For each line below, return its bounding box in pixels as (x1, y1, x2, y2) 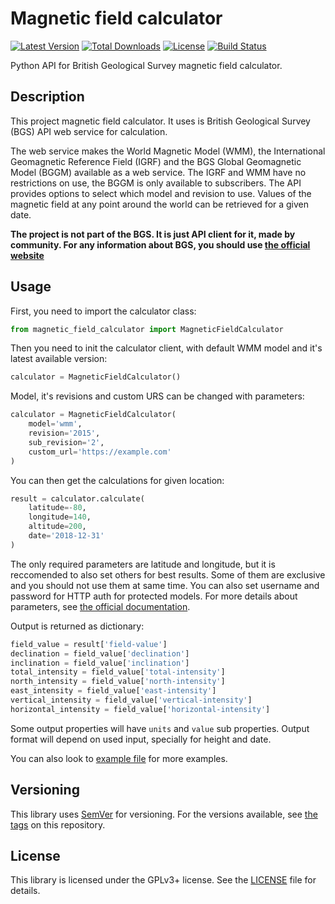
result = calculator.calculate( (10, 493, 145, 504)
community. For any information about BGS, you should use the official (10, 238, 311, 251)
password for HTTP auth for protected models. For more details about (10, 590, 298, 602)
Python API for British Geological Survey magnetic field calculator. (10, 59, 283, 71)
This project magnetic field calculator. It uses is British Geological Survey (10, 115, 311, 127)
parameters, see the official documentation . (10, 600, 191, 612)
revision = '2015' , (28, 428, 101, 439)
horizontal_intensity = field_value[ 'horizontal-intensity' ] (10, 704, 271, 714)
